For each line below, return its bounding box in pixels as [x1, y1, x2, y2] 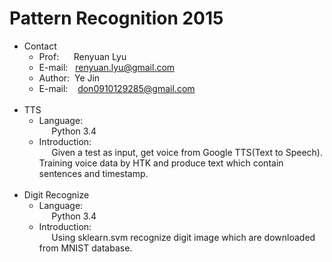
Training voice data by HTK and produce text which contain [38, 157, 284, 169]
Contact [23, 40, 57, 52]
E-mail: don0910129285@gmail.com [38, 82, 196, 94]
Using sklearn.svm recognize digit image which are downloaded [51, 231, 316, 243]
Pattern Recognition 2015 [9, 7, 224, 30]
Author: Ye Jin [38, 72, 101, 84]
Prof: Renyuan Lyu [38, 50, 127, 62]
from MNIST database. [38, 242, 133, 254]
